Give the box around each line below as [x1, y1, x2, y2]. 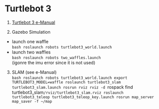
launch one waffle [11, 38, 49, 45]
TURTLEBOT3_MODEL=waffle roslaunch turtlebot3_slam [11, 80, 121, 85]
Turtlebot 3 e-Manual [11, 19, 55, 25]
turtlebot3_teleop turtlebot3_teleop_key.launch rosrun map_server [11, 95, 154, 100]
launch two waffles [11, 49, 51, 55]
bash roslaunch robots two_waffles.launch [11, 55, 101, 60]
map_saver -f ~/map [11, 99, 53, 104]
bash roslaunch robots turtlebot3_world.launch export [11, 75, 128, 80]
